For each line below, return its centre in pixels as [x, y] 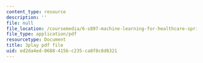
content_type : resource [36, 12]
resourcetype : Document [36, 40]
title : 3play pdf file [35, 46]
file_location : [25, 28]
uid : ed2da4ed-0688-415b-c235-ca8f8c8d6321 [62, 51]
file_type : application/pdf [42, 34]
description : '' [27, 17]
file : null [20, 23]
